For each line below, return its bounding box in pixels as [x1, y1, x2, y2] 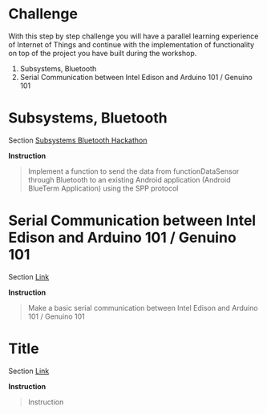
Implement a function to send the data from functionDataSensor [27, 166, 240, 176]
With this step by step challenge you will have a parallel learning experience [8, 31, 259, 41]
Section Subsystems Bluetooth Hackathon [8, 135, 148, 145]
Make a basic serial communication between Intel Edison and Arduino [27, 303, 258, 312]
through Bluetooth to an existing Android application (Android [27, 175, 231, 184]
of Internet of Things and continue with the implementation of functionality [8, 39, 255, 49]
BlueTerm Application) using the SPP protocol [27, 183, 179, 193]
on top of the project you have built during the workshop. [8, 48, 197, 58]
